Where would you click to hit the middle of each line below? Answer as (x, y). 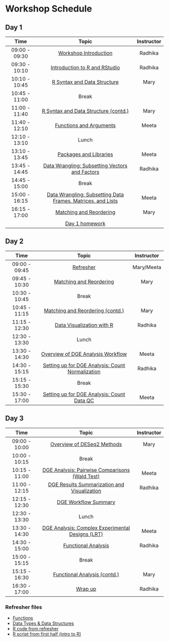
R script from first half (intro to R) (47, 634)
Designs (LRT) (86, 534)
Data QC (84, 400)
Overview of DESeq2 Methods (86, 444)
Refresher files (24, 607)
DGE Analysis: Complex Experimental (86, 528)
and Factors (85, 172)
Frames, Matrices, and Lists (85, 201)
